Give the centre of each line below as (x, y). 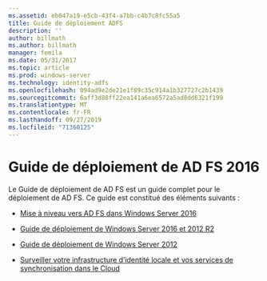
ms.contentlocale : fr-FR (50, 113)
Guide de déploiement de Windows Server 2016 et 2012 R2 (117, 228)
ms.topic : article (39, 68)
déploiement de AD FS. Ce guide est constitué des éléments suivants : (124, 198)
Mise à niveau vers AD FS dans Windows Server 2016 (108, 213)
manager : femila (35, 53)
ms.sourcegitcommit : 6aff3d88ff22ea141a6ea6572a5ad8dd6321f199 (116, 98)
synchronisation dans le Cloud (70, 268)
